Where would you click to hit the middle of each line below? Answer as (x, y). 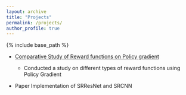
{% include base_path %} (38, 45)
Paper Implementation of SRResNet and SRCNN (73, 86)
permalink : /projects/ (34, 23)
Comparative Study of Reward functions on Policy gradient (87, 56)
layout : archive (26, 12)
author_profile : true (33, 28)
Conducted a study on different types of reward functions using (102, 68)
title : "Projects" (29, 17)
